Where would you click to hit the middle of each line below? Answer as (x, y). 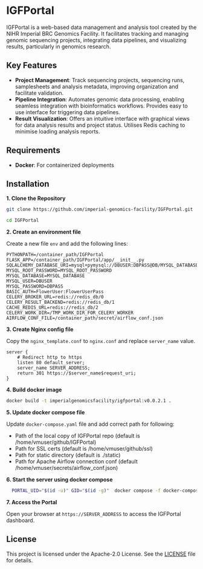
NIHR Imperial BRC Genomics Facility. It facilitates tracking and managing (98, 33)
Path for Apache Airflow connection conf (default (76, 461)
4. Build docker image (34, 390)
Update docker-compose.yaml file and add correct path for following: (90, 424)
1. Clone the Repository (36, 198)
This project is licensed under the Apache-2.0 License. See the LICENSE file (101, 554)
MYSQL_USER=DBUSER (29, 281)
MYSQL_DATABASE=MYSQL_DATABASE (46, 276)
